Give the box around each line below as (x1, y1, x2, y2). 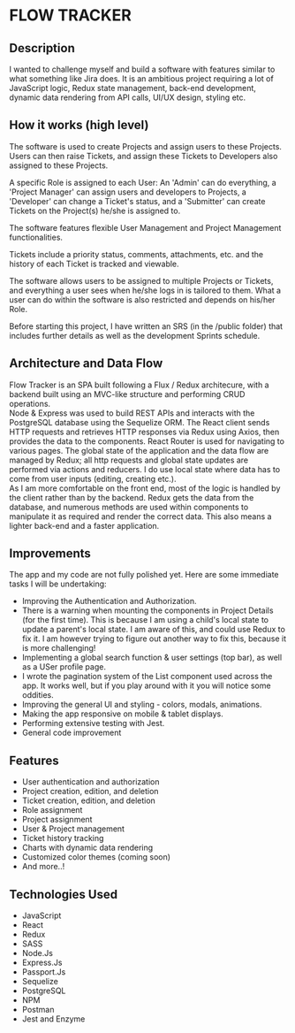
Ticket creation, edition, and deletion (21, 795, 156, 806)
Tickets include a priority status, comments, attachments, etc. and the (9, 249, 263, 259)
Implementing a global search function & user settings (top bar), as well (21, 652, 283, 663)
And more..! (21, 861, 65, 872)
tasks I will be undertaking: (9, 578, 108, 589)
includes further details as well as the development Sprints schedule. (9, 330, 261, 341)
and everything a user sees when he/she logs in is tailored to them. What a (9, 285, 281, 295)
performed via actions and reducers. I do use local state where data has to (9, 463, 281, 474)
